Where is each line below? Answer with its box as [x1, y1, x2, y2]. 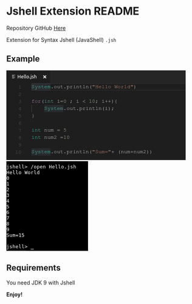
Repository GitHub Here [6, 24, 66, 32]
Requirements [6, 263, 61, 273]
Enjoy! [6, 291, 23, 298]
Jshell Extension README [6, 4, 140, 18]
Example [6, 54, 40, 64]
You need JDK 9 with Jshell [6, 278, 75, 286]
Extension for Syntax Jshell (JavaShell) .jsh [6, 36, 117, 43]
